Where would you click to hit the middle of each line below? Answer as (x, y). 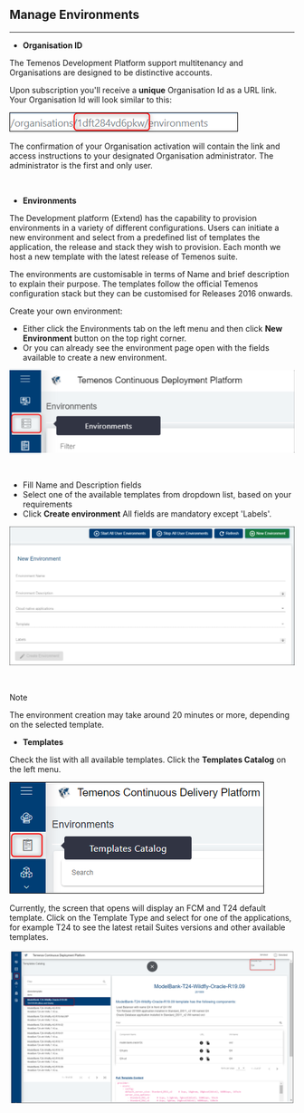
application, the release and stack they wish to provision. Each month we (145, 247)
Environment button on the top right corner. (104, 338)
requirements (47, 504)
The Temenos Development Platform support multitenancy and (127, 63)
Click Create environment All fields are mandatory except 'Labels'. (147, 513)
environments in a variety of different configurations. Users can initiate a (144, 227)
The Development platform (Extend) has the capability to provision (133, 218)
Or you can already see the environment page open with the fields (146, 347)
